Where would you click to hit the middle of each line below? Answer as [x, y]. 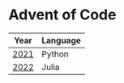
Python [55, 54]
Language [61, 40]
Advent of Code [62, 15]
